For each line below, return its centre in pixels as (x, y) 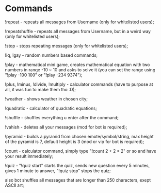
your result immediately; (29, 156)
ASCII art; (15, 185)
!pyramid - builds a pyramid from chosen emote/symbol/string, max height (79, 136)
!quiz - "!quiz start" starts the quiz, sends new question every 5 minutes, (77, 165)
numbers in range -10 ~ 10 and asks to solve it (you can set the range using (80, 70)
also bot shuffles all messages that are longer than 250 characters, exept (78, 180)
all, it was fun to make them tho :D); (40, 89)
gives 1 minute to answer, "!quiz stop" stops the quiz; (58, 171)
